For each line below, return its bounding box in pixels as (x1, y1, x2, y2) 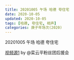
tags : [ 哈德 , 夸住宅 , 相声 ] (5, 20, 57, 26)
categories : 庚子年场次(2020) (5, 25, 62, 30)
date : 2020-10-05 (5, 12, 40, 17)
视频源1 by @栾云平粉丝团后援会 (5, 50, 69, 56)
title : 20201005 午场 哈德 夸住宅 (5, 7, 70, 12)
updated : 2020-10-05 (5, 16, 47, 21)
